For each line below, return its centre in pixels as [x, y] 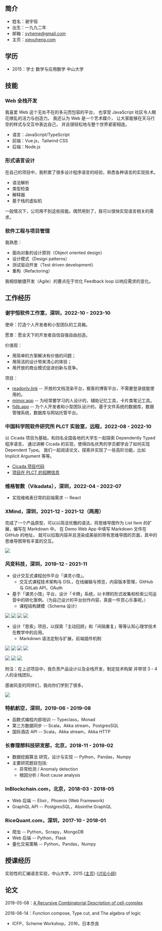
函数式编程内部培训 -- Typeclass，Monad [54, 720]
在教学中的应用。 [29, 632]
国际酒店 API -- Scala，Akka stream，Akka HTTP [61, 732]
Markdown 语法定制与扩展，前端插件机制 [60, 638]
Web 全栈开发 [21, 101]
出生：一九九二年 [29, 27]
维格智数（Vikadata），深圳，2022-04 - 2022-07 [63, 486]
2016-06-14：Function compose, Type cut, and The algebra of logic [73, 913]
